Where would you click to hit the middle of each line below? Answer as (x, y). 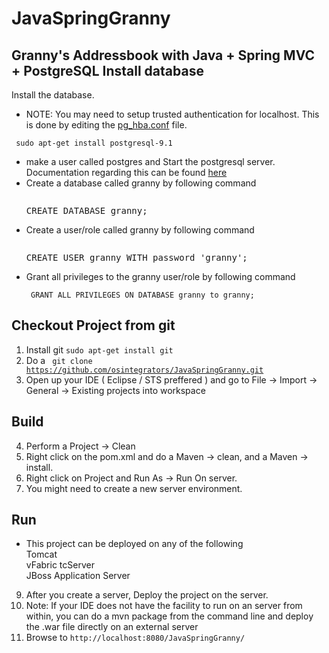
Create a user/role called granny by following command (140, 230)
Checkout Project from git (93, 325)
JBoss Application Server (78, 576)
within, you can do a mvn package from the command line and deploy (169, 616)
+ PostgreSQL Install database (107, 70)
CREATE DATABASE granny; (86, 210)
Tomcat (41, 554)
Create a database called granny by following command (141, 183)
